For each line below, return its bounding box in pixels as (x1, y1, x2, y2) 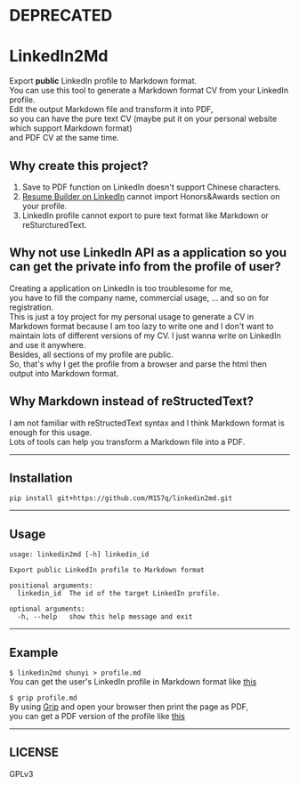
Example (9, 644, 59, 660)
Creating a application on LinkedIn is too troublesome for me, (9, 282, 233, 294)
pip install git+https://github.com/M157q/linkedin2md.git (9, 494, 233, 503)
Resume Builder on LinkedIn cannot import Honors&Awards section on (21, 190, 280, 201)
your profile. (21, 200, 68, 211)
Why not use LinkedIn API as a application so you (9, 246, 287, 261)
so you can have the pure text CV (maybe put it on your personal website (9, 113, 278, 125)
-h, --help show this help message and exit (17, 612, 193, 621)
